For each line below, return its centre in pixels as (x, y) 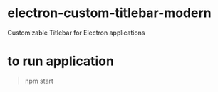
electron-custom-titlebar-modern (109, 13)
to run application (61, 61)
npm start (39, 81)
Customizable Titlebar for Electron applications (76, 33)
